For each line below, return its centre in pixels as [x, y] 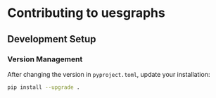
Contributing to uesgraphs [86, 13]
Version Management [45, 59]
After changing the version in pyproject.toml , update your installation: [109, 74]
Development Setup [52, 39]
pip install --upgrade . [44, 87]
